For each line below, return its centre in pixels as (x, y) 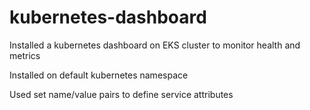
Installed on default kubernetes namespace (99, 75)
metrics (25, 55)
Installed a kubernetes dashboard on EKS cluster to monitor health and (155, 45)
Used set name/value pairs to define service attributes (121, 94)
